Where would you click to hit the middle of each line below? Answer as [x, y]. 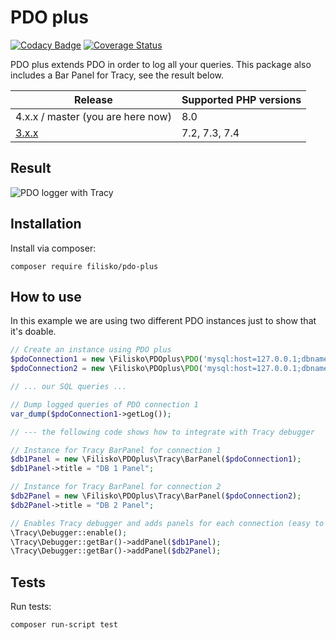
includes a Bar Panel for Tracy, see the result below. [117, 75]
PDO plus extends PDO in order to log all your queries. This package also [161, 64]
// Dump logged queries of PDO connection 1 [104, 404]
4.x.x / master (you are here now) [93, 116]
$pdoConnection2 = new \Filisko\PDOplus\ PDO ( [106, 369]
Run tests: [31, 607]
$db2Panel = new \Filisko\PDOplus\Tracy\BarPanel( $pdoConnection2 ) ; [156, 496]
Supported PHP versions [241, 99]
